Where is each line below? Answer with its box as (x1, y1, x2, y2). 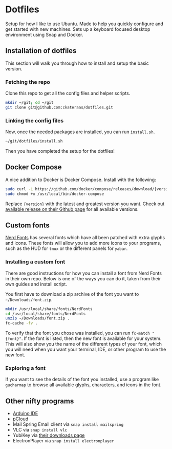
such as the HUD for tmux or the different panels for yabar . (5, 245, 128, 252)
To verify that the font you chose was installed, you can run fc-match (5, 330, 150, 336)
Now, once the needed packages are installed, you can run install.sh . (5, 129, 155, 135)
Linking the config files (5, 117, 64, 124)
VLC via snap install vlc (12, 427, 68, 433)
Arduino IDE (12, 410, 38, 417)
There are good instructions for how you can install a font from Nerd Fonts (5, 270, 162, 276)
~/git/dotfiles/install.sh (5, 139, 63, 144)
